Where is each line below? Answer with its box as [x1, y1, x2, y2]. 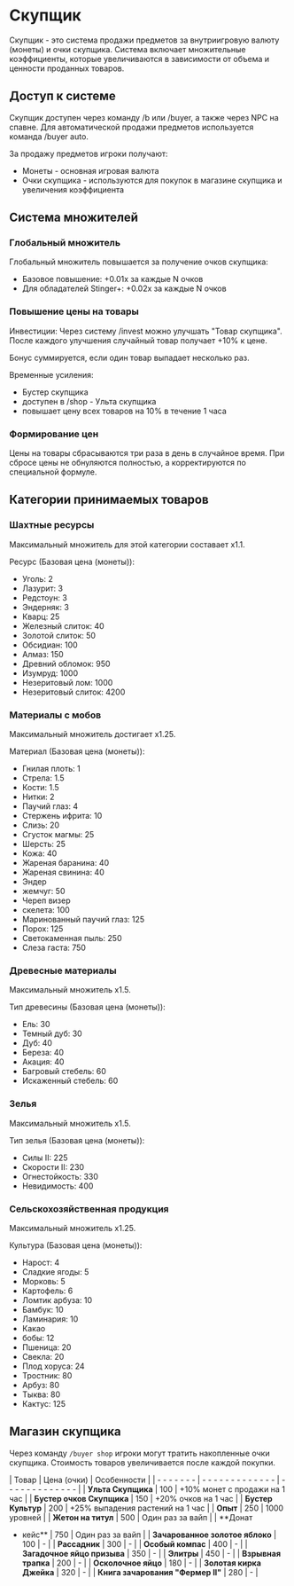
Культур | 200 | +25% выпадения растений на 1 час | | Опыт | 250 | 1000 [9, 1503, 284, 1513]
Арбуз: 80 [21, 1379, 60, 1390]
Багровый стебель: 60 [21, 1066, 106, 1077]
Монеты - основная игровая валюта [21, 165, 159, 176]
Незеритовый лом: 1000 [21, 677, 113, 687]
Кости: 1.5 [21, 782, 59, 793]
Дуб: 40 [21, 1038, 53, 1048]
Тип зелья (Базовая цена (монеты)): [9, 1135, 145, 1145]
